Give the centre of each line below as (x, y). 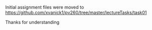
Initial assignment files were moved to (45, 7)
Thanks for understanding (32, 22)
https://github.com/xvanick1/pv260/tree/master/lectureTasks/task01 (76, 12)
